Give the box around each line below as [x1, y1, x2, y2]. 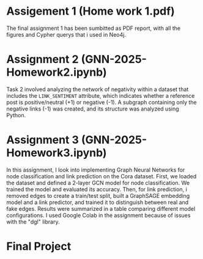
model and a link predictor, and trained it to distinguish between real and [6, 199, 189, 206]
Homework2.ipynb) [6, 65, 107, 79]
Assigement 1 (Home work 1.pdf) [6, 4, 175, 18]
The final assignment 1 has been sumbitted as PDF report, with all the [6, 24, 181, 32]
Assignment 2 [6, 53, 79, 67]
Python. [6, 111, 26, 119]
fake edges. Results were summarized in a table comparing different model [6, 205, 196, 212]
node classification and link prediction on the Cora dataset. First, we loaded [6, 172, 197, 180]
